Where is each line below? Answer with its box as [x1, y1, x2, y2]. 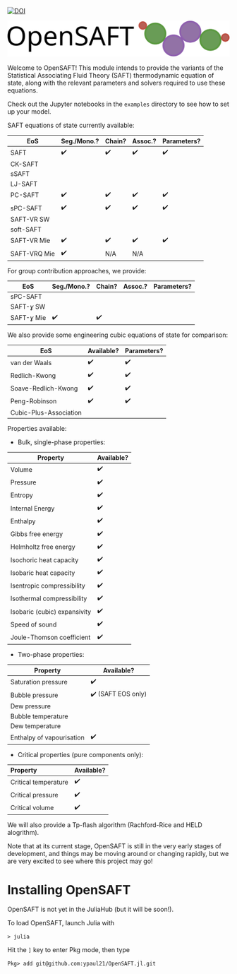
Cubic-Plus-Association [10, 408, 83, 417]
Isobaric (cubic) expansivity [10, 607, 92, 616]
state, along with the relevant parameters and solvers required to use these [7, 78, 226, 88]
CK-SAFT [10, 160, 39, 169]
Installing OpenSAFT [7, 881, 131, 898]
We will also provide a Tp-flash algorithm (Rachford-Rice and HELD [7, 821, 202, 829]
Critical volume [10, 804, 54, 812]
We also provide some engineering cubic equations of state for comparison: [7, 331, 229, 339]
